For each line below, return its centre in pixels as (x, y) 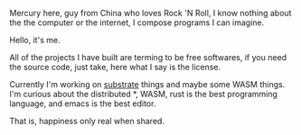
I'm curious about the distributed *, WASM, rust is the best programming (144, 94)
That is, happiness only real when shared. (87, 121)
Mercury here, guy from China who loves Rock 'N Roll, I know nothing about (150, 13)
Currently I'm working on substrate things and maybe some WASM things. (147, 84)
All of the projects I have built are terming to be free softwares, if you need (148, 57)
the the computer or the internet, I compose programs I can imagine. (137, 22)
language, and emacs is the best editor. (83, 103)
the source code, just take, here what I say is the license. (115, 67)
